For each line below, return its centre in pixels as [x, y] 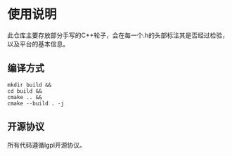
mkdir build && [30, 85]
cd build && [25, 91]
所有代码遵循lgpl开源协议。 [46, 145]
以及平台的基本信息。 [38, 44]
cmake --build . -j [36, 103]
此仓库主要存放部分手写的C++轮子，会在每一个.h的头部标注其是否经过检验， [118, 35]
